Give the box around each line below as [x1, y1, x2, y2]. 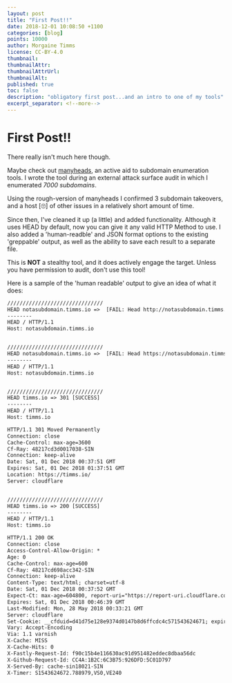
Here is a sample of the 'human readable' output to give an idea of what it [7, 279, 216, 287]
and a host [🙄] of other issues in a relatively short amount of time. [7, 201, 195, 209]
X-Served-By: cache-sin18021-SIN [7, 663, 104, 670]
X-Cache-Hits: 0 [7, 644, 54, 651]
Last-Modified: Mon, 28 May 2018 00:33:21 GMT [7, 605, 144, 612]
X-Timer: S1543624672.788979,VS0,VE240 [7, 669, 122, 676]
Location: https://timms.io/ [7, 471, 91, 478]
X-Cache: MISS [7, 637, 48, 644]
